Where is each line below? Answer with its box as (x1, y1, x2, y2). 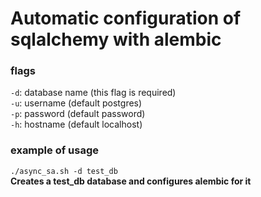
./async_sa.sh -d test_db (10, 166, 118, 176)
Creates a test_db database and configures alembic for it (10, 175, 252, 187)
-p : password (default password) (10, 108, 146, 120)
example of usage (10, 143, 100, 157)
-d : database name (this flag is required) (10, 87, 177, 99)
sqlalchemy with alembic (10, 28, 222, 51)
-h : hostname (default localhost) (10, 118, 143, 131)
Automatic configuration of (10, 7, 242, 30)
